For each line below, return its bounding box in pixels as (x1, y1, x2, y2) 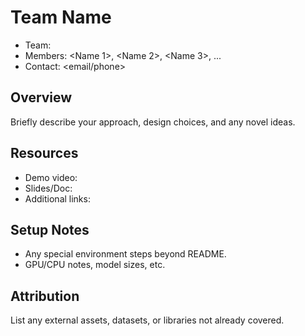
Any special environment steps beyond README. (24, 248, 227, 260)
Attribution (10, 287, 80, 305)
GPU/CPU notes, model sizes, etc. (24, 259, 166, 271)
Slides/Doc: (24, 182, 73, 194)
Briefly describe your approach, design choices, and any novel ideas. (10, 116, 296, 128)
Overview (10, 89, 73, 106)
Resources (10, 145, 79, 162)
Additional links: (24, 192, 91, 205)
